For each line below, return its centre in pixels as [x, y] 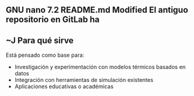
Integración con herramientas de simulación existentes [84, 80]
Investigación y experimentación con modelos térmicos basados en [100, 67]
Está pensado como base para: [45, 55]
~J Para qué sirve [40, 40]
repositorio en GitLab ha [52, 20]
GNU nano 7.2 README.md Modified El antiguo [97, 10]
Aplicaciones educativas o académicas [64, 87]
